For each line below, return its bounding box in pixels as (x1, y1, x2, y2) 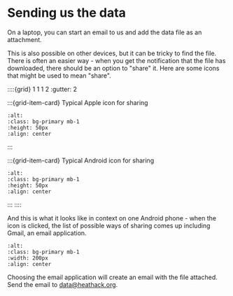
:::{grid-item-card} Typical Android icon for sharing (7, 156, 155, 164)
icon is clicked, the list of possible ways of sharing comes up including (7, 221, 211, 230)
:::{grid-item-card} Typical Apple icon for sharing (7, 98, 148, 106)
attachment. (7, 35, 42, 43)
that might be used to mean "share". (7, 71, 112, 80)
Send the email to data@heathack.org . (7, 280, 118, 288)
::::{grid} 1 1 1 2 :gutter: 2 (7, 85, 78, 93)
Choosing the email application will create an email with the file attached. (7, 273, 218, 281)
